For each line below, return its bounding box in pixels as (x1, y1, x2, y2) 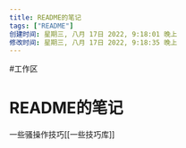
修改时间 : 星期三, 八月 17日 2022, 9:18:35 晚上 (9, 37, 178, 47)
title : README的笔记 (9, 12, 82, 22)
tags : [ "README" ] (9, 21, 74, 30)
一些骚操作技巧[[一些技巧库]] (9, 129, 115, 140)
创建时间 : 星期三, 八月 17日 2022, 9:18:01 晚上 (9, 29, 178, 38)
